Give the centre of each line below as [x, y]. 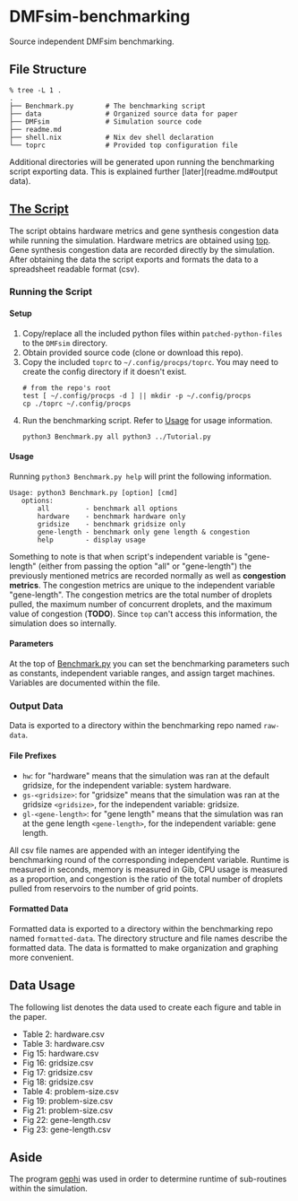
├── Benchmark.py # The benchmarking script [107, 106]
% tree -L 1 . [36, 90]
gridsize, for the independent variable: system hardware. [127, 785]
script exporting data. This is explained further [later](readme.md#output [144, 171]
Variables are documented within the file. [85, 683]
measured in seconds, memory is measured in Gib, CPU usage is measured [149, 869]
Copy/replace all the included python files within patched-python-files [152, 333]
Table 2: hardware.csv [63, 1034]
